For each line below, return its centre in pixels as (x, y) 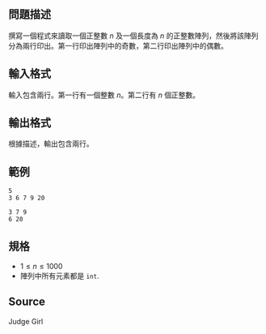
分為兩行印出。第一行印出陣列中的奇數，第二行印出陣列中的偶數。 (118, 45)
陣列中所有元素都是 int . (59, 276)
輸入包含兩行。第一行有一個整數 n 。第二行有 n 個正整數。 (104, 95)
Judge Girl (26, 321)
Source (27, 302)
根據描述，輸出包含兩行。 (51, 143)
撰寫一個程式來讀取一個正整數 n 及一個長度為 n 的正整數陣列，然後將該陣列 (133, 36)
